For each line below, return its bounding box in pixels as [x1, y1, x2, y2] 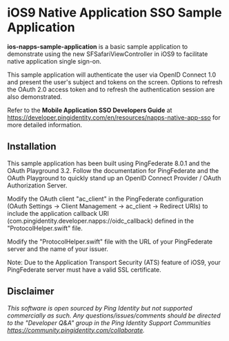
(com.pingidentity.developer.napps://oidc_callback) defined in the [7, 216, 195, 225]
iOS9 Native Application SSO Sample [7, 5, 222, 21]
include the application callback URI [7, 209, 109, 217]
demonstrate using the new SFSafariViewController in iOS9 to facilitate [7, 50, 208, 58]
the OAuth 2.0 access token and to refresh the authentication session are [7, 85, 215, 93]
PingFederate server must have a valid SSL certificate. [7, 265, 161, 274]
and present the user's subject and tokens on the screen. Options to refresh [7, 77, 223, 86]
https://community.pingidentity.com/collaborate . [7, 326, 145, 334]
